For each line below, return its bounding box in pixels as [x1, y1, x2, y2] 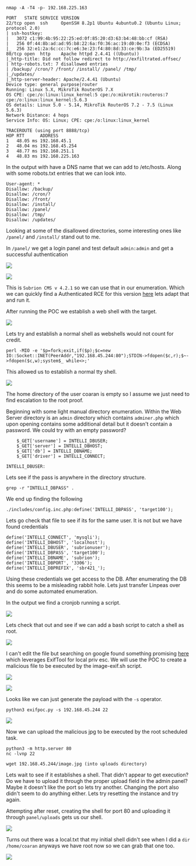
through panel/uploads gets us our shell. [6, 814, 103, 820]
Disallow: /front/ [6, 196, 51, 202]
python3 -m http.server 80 [6, 746, 72, 751]
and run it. [6, 296, 31, 303]
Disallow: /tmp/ [6, 212, 45, 218]
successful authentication [6, 251, 68, 258]
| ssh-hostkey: [6, 30, 43, 36]
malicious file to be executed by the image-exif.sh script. [6, 663, 142, 669]
